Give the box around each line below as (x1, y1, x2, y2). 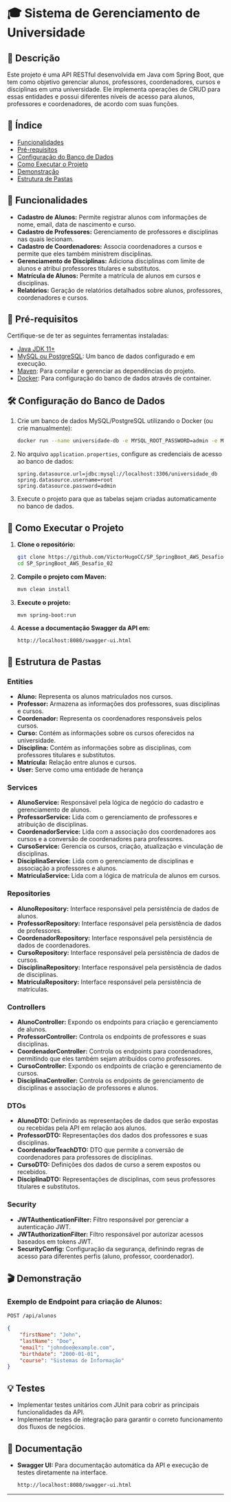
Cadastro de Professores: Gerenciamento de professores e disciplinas (16, 227, 219, 236)
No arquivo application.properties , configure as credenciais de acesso (16, 450, 222, 458)
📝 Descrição (7, 52, 60, 64)
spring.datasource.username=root (16, 477, 113, 484)
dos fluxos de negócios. (16, 1423, 86, 1431)
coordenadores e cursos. (16, 294, 89, 302)
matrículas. (16, 985, 49, 993)
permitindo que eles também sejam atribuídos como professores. (16, 1055, 203, 1063)
